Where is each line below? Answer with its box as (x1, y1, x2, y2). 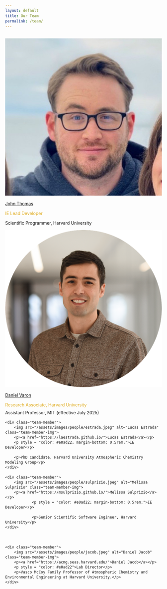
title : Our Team (5, 13, 39, 18)
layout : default (5, 8, 39, 13)
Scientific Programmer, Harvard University (5, 220, 92, 226)
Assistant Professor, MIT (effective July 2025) (5, 410, 99, 416)
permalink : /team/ (5, 18, 43, 23)
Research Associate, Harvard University (5, 402, 87, 408)
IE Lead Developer (5, 210, 43, 217)
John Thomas (5, 201, 34, 207)
